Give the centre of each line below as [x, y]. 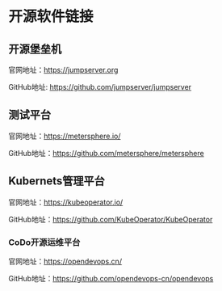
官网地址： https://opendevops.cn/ [65, 261]
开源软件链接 [51, 17]
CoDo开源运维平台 [44, 242]
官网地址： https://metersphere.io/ [65, 136]
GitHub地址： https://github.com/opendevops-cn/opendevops [111, 278]
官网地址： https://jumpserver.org [63, 70]
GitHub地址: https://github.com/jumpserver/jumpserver [100, 87]
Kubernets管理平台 [57, 181]
